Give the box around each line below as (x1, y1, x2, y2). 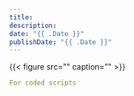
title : (9, 12, 33, 22)
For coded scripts (9, 78, 77, 88)
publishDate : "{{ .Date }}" (9, 37, 113, 47)
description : (9, 21, 57, 30)
